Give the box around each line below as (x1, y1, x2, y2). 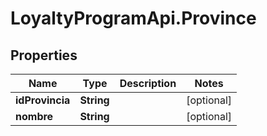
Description (119, 77, 177, 90)
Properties (10, 47, 78, 64)
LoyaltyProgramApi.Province (10, 7, 257, 30)
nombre (15, 110, 54, 123)
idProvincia (15, 93, 71, 107)
